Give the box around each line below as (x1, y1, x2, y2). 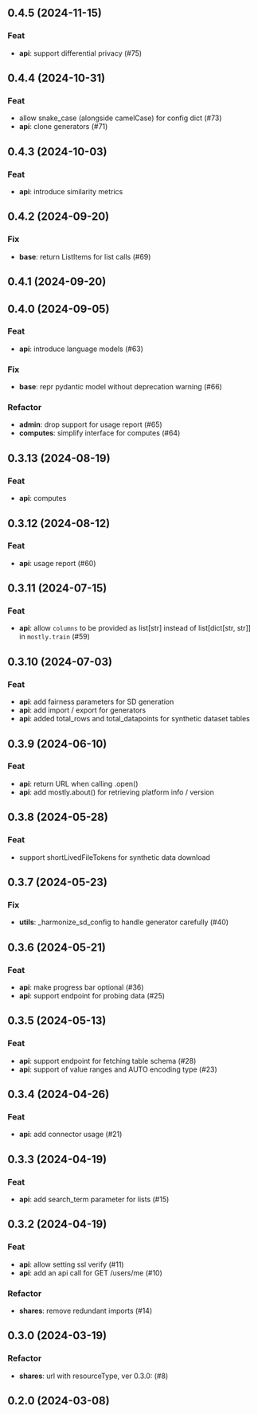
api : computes (18, 494, 67, 503)
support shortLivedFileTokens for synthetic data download (18, 852, 210, 862)
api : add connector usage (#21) (18, 1130, 123, 1139)
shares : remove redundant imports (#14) (18, 1306, 153, 1315)
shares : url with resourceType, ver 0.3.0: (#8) (18, 1371, 169, 1381)
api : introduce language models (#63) (18, 344, 144, 353)
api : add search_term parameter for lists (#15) (18, 1194, 170, 1204)
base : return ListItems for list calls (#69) (18, 252, 151, 261)
